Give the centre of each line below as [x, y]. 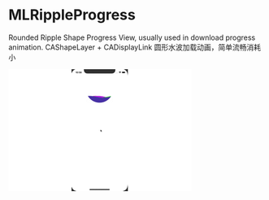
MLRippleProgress [72, 15]
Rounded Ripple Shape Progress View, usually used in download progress [132, 37]
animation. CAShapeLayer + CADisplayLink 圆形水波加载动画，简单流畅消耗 [135, 47]
